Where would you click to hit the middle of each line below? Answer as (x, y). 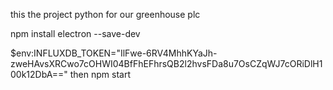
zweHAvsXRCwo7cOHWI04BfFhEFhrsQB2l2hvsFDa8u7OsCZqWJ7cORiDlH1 (166, 63)
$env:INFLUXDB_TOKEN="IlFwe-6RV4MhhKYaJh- (114, 53)
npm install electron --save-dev (75, 33)
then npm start (100, 74)
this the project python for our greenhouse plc (105, 14)
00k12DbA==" (39, 74)
